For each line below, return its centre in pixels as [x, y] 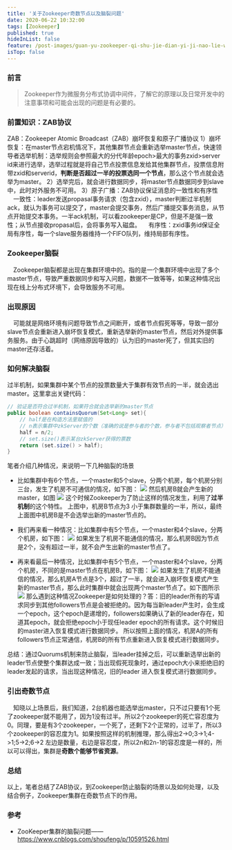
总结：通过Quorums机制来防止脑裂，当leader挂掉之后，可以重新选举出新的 [114, 654]
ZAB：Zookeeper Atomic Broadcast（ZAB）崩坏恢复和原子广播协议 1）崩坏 [114, 138]
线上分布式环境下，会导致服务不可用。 [74, 287]
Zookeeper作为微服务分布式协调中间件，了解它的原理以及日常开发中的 [124, 94]
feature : [20, 46]
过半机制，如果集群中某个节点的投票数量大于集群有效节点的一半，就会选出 [113, 385]
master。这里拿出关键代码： [47, 394]
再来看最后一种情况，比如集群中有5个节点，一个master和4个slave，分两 [120, 562]
